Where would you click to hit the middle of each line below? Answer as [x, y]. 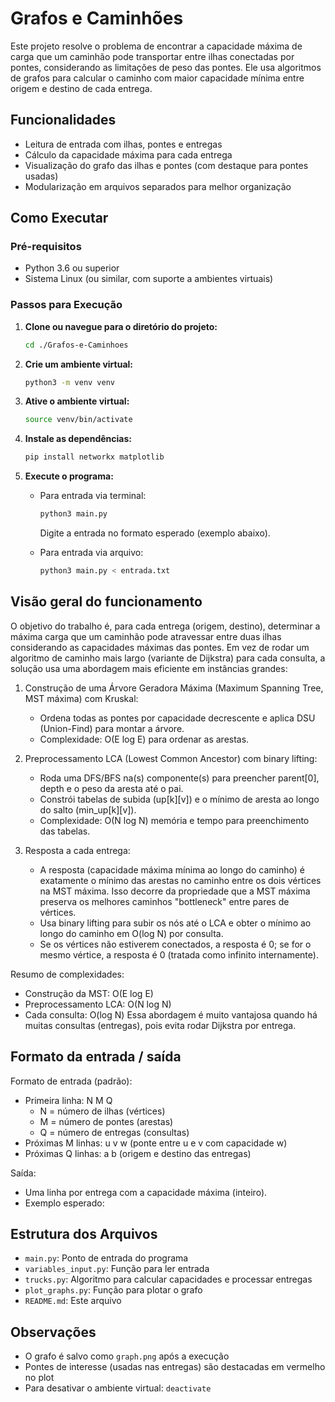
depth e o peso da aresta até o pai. [111, 788]
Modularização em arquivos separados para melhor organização [158, 186]
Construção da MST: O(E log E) [89, 993]
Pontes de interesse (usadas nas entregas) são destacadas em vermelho [175, 1367]
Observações [53, 1332]
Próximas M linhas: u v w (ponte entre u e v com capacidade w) [156, 1143]
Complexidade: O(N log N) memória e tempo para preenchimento [174, 820]
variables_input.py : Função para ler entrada [117, 1269]
